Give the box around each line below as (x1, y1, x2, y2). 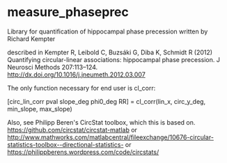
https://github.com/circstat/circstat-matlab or (7, 125, 138, 134)
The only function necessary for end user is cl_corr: (7, 84, 156, 92)
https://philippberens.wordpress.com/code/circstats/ (7, 148, 159, 156)
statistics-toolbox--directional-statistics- (7, 140, 124, 148)
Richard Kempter (7, 34, 56, 42)
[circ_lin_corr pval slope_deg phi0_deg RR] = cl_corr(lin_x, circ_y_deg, (7, 97, 206, 105)
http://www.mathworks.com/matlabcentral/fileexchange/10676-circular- (7, 133, 214, 141)
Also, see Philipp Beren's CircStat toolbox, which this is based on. (7, 118, 196, 126)
